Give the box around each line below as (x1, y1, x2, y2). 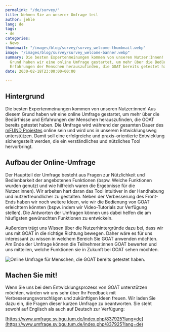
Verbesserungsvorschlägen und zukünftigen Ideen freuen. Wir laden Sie (5, 295, 156, 301)
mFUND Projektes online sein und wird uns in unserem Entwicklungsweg (5, 127, 157, 133)
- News (5, 41, 19, 46)
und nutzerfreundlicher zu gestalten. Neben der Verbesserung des (5, 193, 144, 199)
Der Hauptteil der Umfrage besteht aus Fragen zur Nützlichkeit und (5, 171, 145, 178)
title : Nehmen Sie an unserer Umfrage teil (5, 12, 99, 17)
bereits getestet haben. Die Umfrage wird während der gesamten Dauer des (5, 122, 164, 128)
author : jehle (5, 17, 35, 22)
